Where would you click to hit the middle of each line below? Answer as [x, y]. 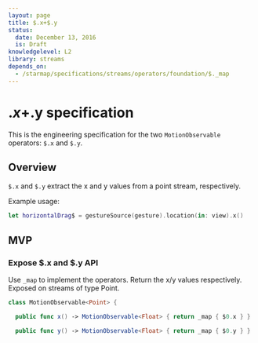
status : [21, 30]
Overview [33, 167]
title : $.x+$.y [33, 23]
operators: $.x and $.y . [45, 143]
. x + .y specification [71, 113]
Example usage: [34, 202]
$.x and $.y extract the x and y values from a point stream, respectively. [125, 186]
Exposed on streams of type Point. [64, 288]
